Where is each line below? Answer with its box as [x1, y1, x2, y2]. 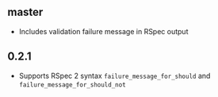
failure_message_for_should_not [18, 80, 126, 89]
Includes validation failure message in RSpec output [18, 26, 189, 36]
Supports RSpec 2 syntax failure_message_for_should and [18, 71, 211, 80]
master [7, 6, 44, 19]
